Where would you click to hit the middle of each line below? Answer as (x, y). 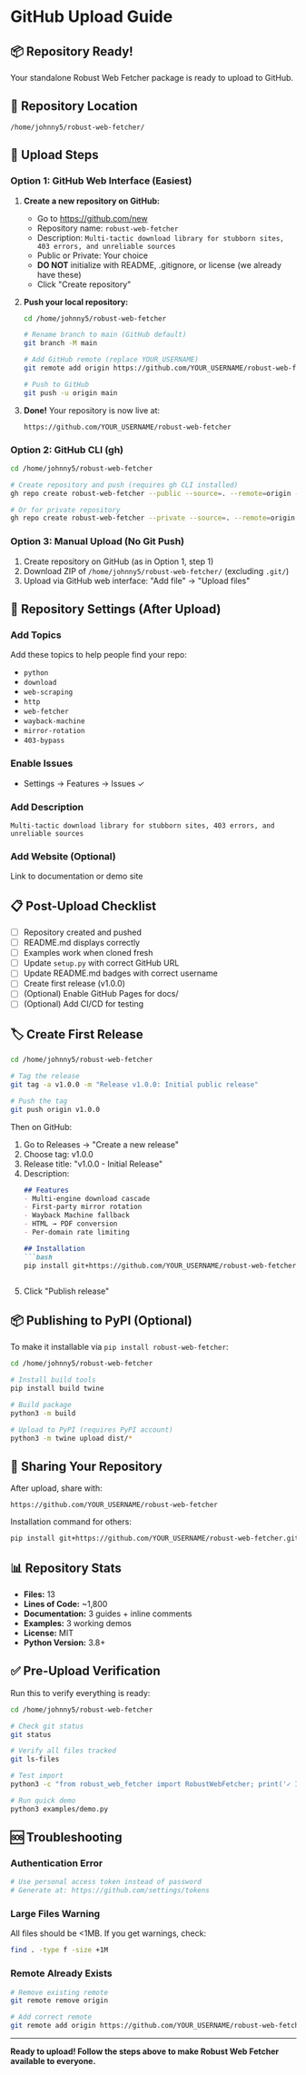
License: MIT (49, 1633)
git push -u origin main (70, 392)
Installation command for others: (71, 1522)
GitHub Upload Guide (92, 17)
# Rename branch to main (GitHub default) (105, 335)
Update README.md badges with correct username (121, 973)
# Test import (37, 1776)
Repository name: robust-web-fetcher (108, 228)
